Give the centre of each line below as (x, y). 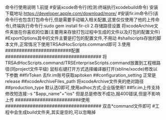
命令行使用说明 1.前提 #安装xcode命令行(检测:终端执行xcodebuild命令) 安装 (82, 7)
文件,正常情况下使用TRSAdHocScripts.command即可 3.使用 (70, 44)
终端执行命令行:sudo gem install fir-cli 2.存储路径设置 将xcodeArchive (83, 26)
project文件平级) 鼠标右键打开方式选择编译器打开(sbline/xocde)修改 (84, 69)
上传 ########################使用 (48, 100)
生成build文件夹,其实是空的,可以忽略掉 (57, 112)
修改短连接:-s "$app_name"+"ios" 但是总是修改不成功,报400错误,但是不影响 (83, 94)
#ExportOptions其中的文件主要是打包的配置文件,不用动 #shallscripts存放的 (81, 38)
